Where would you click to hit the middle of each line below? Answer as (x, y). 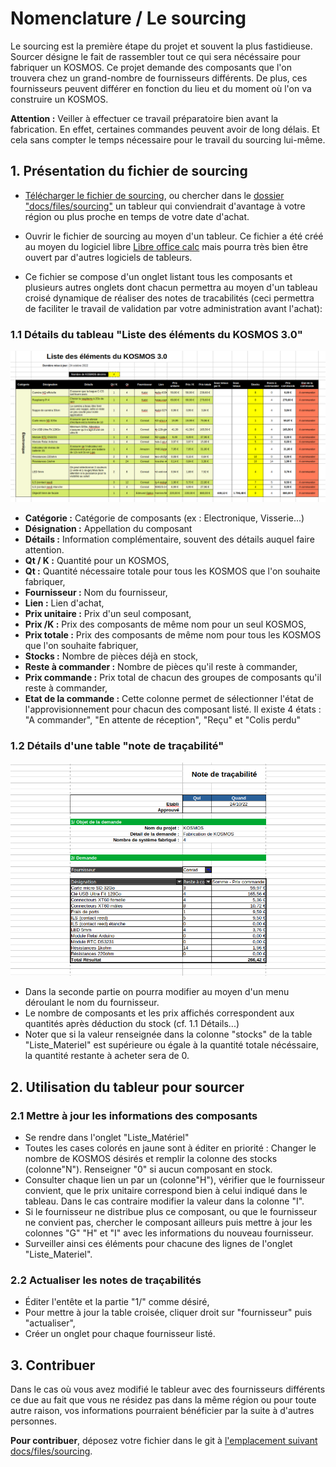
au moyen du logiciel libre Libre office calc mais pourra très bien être (166, 246)
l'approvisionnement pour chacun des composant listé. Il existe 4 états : (173, 709)
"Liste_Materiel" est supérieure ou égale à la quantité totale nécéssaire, (172, 1045)
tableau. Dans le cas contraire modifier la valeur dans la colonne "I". (164, 1201)
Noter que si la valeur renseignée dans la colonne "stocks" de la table (168, 1034)
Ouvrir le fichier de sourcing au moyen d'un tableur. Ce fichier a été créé (174, 236)
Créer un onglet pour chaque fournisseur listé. (120, 1334)
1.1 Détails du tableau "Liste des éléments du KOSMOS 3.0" (156, 334)
